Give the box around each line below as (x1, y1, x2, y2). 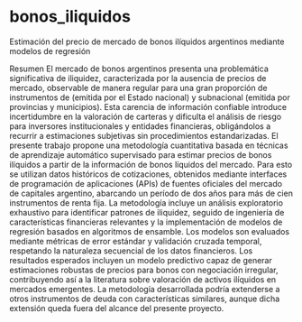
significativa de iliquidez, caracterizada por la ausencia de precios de (9, 72, 267, 83)
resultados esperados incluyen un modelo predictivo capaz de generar (9, 254, 272, 265)
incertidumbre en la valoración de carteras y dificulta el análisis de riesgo (9, 111, 282, 122)
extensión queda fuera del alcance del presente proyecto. (9, 302, 224, 313)
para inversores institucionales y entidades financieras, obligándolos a (9, 120, 271, 132)
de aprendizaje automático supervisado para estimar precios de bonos (9, 149, 272, 160)
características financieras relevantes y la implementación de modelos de (9, 216, 283, 227)
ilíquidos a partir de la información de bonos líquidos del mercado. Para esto (9, 159, 293, 170)
